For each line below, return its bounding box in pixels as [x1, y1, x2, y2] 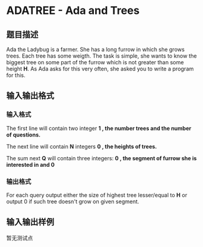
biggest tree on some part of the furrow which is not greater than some [6, 59, 184, 66]
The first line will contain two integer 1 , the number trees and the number [6, 124, 191, 132]
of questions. [6, 131, 41, 138]
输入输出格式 [6, 90, 55, 101]
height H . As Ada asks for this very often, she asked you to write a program [6, 65, 194, 72]
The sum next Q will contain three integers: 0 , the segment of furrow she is [6, 154, 197, 161]
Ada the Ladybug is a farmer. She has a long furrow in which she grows [6, 46, 185, 53]
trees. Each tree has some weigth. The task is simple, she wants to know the [6, 52, 197, 59]
